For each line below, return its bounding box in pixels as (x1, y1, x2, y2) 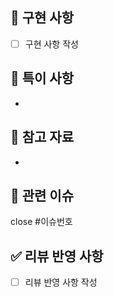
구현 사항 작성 (24, 38, 79, 50)
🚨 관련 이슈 (10, 187, 75, 204)
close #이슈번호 (10, 216, 73, 228)
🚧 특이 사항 (10, 70, 75, 87)
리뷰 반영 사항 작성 (24, 276, 98, 288)
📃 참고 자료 (10, 129, 75, 146)
